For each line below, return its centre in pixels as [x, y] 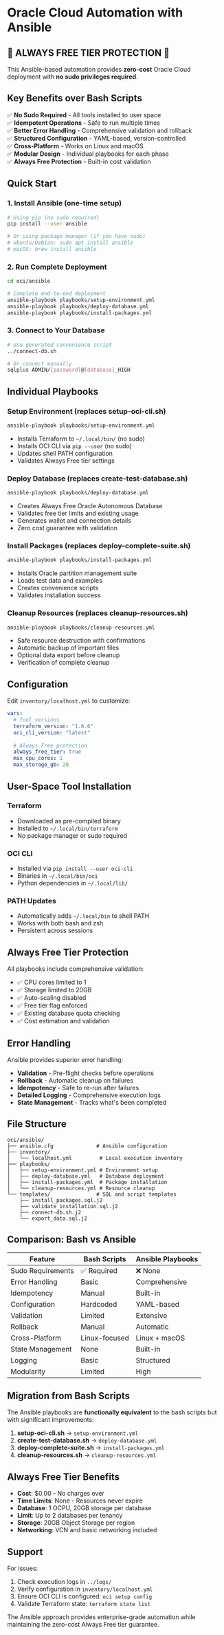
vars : [15, 714]
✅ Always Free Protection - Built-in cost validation [79, 161]
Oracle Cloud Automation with [95, 13]
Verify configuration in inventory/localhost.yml [85, 1589]
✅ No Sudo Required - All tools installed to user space [84, 114]
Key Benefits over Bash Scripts [75, 98]
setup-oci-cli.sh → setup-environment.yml [78, 1433]
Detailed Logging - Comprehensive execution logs [89, 1095]
